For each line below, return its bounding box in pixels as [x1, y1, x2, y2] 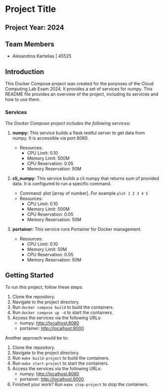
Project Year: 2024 [5, 23, 64, 32]
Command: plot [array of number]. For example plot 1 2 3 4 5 [19, 190, 148, 196]
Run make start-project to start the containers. [12, 360, 109, 366]
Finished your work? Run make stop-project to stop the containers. [12, 382, 149, 388]
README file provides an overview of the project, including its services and [5, 91, 159, 97]
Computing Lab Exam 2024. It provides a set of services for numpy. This [5, 86, 153, 92]
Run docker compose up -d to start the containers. [12, 310, 114, 316]
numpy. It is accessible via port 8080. [12, 135, 89, 141]
